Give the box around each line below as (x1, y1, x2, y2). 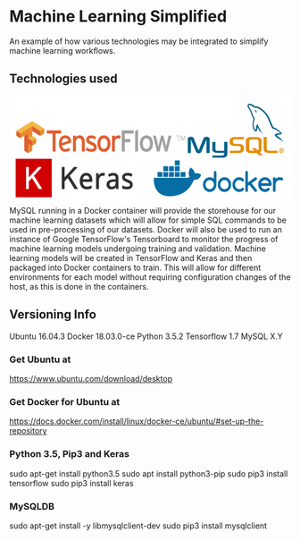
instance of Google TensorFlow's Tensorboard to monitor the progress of (9, 234, 279, 244)
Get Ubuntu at (9, 353, 71, 366)
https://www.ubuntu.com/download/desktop (9, 374, 172, 384)
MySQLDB (9, 500, 55, 512)
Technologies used (9, 72, 118, 87)
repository (9, 426, 47, 436)
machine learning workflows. (9, 45, 116, 55)
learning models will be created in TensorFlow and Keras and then (9, 253, 253, 263)
